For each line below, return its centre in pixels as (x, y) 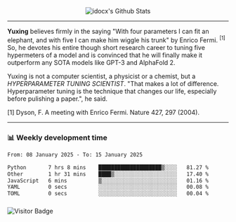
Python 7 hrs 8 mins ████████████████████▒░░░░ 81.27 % (108, 167)
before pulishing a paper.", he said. (57, 99)
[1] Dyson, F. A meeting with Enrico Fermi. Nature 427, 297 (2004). (104, 112)
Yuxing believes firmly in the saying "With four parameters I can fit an (108, 31)
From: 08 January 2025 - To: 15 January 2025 (75, 154)
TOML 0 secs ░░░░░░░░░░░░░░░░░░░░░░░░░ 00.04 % (108, 194)
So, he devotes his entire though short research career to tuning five (106, 47)
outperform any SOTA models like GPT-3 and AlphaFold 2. (91, 62)
